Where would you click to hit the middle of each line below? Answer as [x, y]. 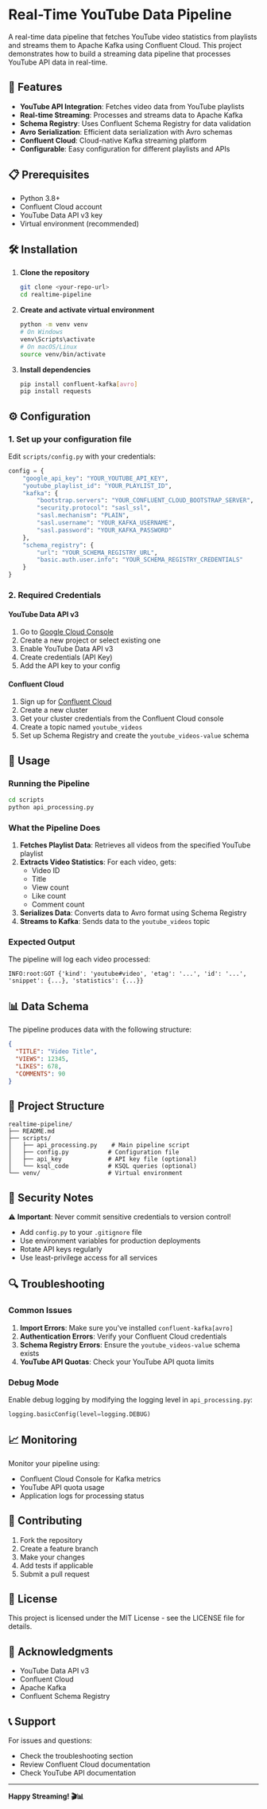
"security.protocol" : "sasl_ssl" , [94, 508]
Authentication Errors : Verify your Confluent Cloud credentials [123, 1336]
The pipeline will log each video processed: [79, 959]
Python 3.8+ [40, 198]
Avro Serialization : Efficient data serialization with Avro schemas [126, 132]
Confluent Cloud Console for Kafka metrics [90, 1479]
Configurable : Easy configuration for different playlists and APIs [125, 148]
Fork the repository [51, 1540]
